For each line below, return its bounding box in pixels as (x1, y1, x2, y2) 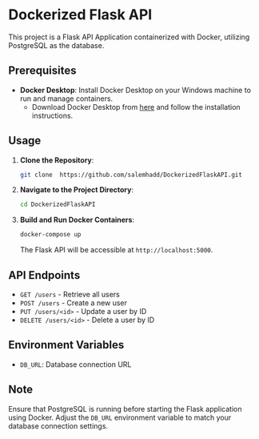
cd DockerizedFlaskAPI (19, 200, 96, 209)
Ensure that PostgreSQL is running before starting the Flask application (8, 404, 242, 413)
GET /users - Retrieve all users (19, 290, 120, 299)
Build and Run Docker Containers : (19, 215, 134, 225)
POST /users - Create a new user (19, 298, 128, 308)
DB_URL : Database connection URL (19, 359, 132, 369)
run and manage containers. (19, 94, 114, 103)
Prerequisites (8, 64, 77, 78)
